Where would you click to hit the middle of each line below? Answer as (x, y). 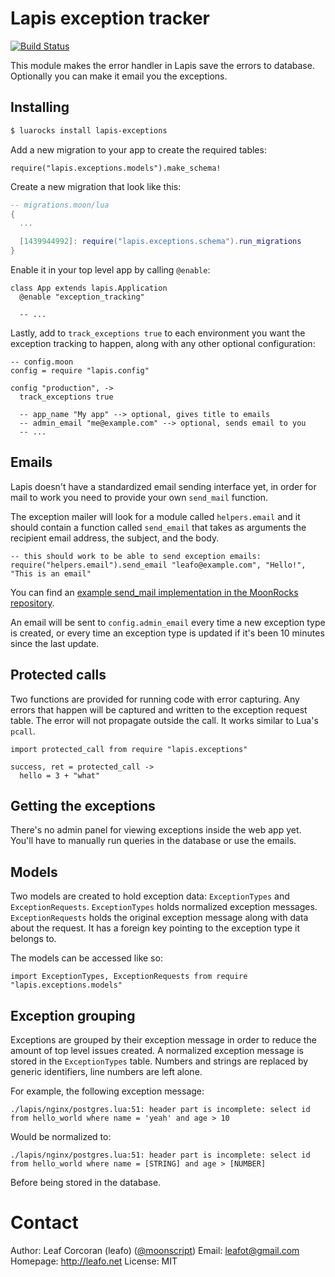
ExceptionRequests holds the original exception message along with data (159, 918)
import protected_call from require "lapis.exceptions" (129, 749)
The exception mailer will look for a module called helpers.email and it (155, 516)
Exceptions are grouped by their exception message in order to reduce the (163, 1040)
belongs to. (33, 939)
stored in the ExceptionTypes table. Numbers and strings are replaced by (159, 1061)
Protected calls (58, 675)
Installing (40, 107)
